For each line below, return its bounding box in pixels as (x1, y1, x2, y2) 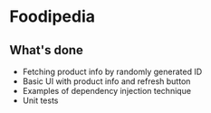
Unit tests (22, 95, 59, 106)
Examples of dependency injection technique (22, 86, 192, 96)
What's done (9, 42, 84, 58)
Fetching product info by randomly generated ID (22, 66, 203, 77)
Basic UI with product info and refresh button (22, 76, 191, 87)
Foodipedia (9, 6, 96, 27)
